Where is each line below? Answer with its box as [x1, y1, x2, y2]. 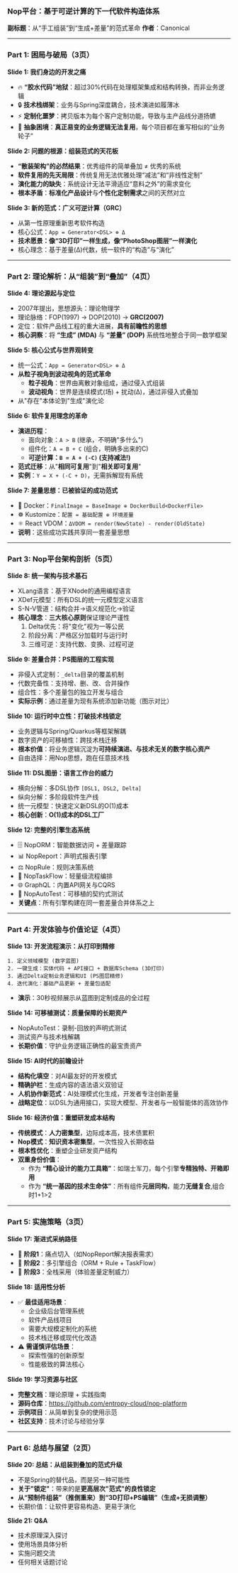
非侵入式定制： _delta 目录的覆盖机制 [17, 670, 124, 679]
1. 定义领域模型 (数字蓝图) [7, 957, 79, 965]
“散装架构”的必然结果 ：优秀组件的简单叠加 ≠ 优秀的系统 [17, 161, 181, 170]
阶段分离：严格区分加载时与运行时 [28, 631, 128, 640]
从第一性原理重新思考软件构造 [17, 218, 105, 227]
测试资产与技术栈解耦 [17, 1033, 80, 1041]
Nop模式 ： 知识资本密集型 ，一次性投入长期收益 [17, 1137, 154, 1146]
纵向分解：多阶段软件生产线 [17, 793, 99, 801]
